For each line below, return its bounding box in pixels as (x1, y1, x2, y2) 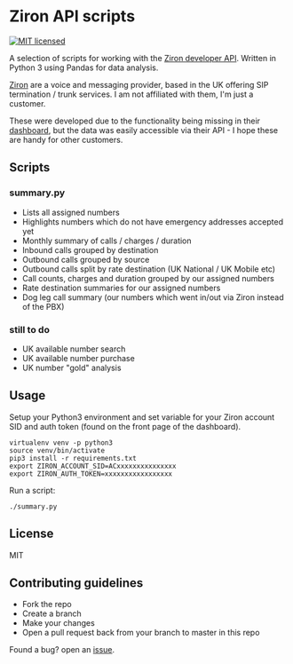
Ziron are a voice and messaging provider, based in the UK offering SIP (9, 79, 269, 90)
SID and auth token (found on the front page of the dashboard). (9, 421, 242, 431)
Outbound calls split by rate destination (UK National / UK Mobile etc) (21, 264, 276, 274)
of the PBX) (21, 301, 65, 312)
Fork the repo (21, 599, 73, 610)
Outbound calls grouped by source (21, 254, 150, 265)
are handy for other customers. (9, 134, 123, 145)
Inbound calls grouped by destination (21, 244, 159, 255)
